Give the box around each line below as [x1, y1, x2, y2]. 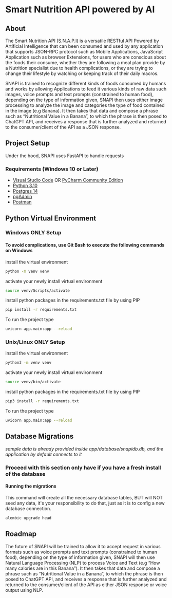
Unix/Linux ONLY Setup [5, 339, 65, 346]
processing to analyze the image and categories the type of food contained [5, 102, 165, 108]
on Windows [5, 248, 33, 254]
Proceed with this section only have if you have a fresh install [5, 464, 161, 471]
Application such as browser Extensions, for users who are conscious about [5, 54, 166, 60]
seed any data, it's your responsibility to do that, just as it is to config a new [5, 500, 165, 506]
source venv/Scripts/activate [5, 288, 70, 293]
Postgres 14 [12, 188, 38, 194]
